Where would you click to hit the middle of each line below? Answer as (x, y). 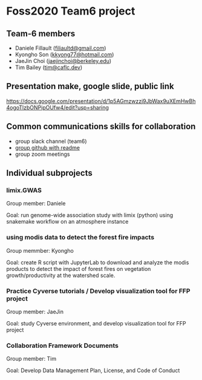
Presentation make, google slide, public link (90, 86)
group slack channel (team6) (51, 141)
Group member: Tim (31, 359)
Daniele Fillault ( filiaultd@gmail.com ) (60, 48)
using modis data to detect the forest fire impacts (80, 238)
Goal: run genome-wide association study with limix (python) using (90, 215)
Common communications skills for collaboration (101, 126)
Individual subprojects (49, 173)
